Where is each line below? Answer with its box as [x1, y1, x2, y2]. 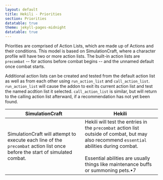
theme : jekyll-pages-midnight [5, 25, 66, 30]
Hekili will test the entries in [84, 118, 147, 125]
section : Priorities [5, 16, 47, 21]
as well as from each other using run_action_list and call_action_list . [5, 78, 150, 84]
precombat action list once [7, 143, 66, 149]
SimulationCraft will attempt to [7, 131, 76, 137]
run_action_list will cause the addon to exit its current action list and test [5, 83, 153, 89]
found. [5, 99, 18, 104]
